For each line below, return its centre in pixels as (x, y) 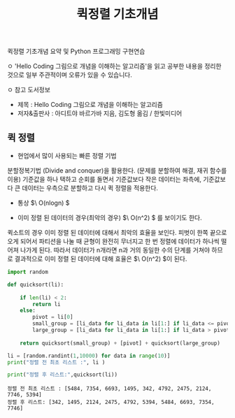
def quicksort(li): (36, 284)
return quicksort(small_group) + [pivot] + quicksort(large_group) (120, 343)
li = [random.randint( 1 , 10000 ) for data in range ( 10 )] (89, 356)
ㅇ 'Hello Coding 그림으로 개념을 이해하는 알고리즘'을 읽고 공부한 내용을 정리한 (114, 66)
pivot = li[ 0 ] (53, 317)
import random (28, 272)
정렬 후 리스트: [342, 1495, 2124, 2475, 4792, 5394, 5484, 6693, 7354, (111, 403)
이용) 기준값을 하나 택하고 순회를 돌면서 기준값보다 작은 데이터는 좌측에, (104, 179)
